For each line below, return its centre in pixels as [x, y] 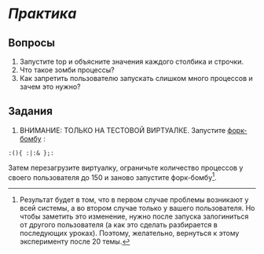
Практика [42, 14]
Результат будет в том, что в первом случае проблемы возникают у [134, 200]
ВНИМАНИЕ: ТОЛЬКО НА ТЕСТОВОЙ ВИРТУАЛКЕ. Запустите [123, 130]
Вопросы [32, 43]
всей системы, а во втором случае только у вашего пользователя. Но [137, 208]
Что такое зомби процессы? [67, 70]
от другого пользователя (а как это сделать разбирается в [118, 225]
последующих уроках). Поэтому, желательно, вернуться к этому [129, 234]
